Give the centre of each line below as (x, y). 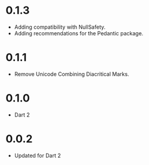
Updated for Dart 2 (37, 155)
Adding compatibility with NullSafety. (60, 27)
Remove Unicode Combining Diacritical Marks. (72, 74)
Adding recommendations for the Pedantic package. (79, 33)
